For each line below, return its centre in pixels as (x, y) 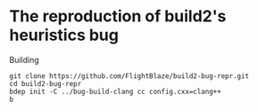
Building (25, 59)
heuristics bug (64, 35)
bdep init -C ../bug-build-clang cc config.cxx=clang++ (115, 91)
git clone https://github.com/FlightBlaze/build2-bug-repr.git (129, 76)
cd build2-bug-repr (46, 83)
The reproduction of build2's (118, 16)
